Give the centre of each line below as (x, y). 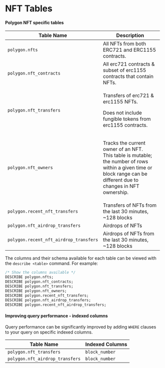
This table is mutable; (127, 155)
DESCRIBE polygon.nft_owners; (36, 291)
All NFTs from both (124, 44)
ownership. (116, 192)
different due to (121, 180)
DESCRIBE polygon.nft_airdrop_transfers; (48, 300)
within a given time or (128, 168)
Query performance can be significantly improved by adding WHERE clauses (81, 327)
